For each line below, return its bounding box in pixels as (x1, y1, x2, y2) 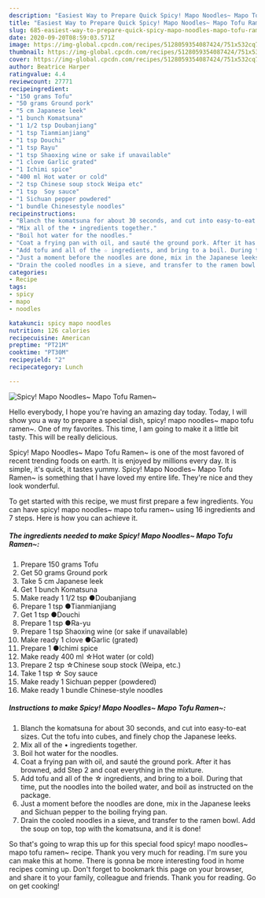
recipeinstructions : (9, 210, 77, 218)
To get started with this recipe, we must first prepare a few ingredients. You (9, 496, 254, 506)
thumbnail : (9, 48, 45, 56)
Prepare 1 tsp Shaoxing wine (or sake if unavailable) (20, 627, 188, 636)
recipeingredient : (9, 84, 69, 93)
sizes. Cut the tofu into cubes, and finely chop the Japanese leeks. (20, 731, 237, 741)
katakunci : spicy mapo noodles (9, 319, 112, 327)
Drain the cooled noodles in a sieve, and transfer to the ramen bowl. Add (20, 815, 256, 825)
